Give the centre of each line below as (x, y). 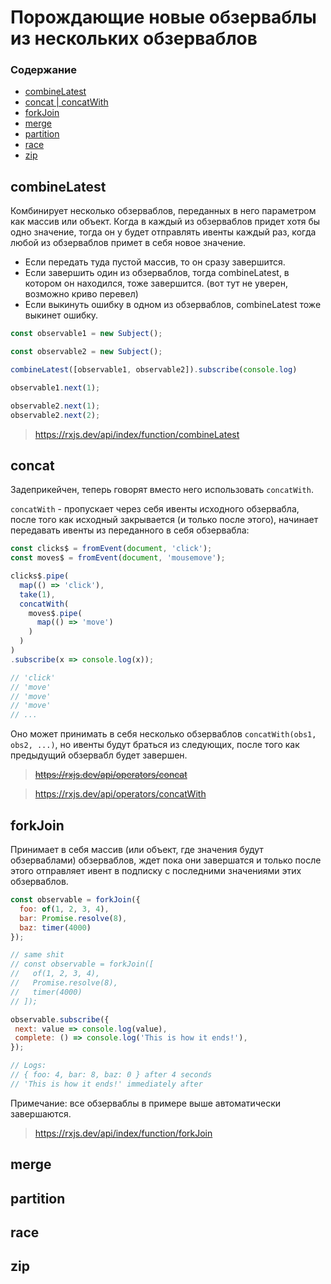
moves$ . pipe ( (55, 613)
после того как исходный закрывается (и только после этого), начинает (164, 520)
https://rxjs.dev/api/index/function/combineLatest (137, 434)
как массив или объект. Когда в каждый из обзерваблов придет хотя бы (165, 222)
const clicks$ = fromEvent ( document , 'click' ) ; (111, 549)
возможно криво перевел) (81, 294)
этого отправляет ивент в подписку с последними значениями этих (156, 871)
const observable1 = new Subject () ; (86, 334)
